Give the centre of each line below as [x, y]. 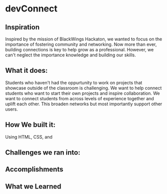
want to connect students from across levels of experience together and [79, 98]
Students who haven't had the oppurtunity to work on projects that [74, 82]
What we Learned [33, 186]
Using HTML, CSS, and [29, 137]
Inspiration [22, 27]
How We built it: [30, 125]
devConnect [31, 9]
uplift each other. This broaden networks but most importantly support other [84, 104]
